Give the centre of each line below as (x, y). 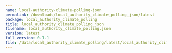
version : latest (23, 33)
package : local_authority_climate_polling (51, 19)
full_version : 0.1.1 (27, 38)
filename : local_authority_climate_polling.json (58, 29)
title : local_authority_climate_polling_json (55, 24)
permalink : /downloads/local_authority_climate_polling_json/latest (80, 15)
